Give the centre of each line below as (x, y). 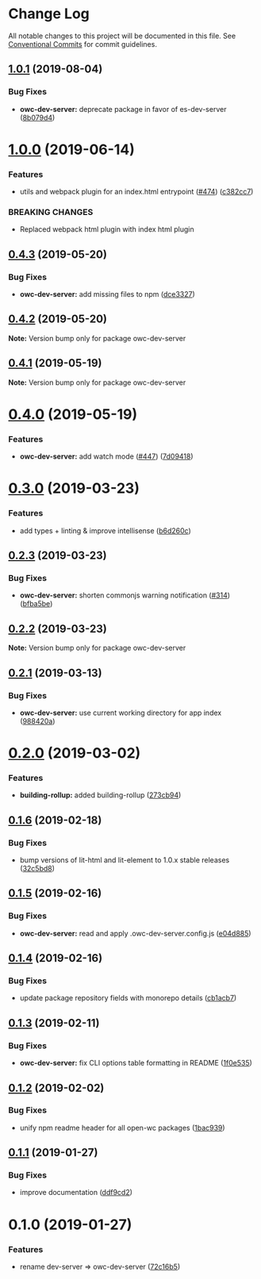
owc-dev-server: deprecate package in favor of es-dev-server (123, 109)
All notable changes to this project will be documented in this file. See (122, 36)
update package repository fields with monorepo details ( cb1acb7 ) (128, 998)
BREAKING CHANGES (51, 213)
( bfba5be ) (36, 604)
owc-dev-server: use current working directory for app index (121, 712)
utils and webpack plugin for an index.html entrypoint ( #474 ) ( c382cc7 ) (136, 192)
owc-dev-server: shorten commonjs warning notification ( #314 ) (125, 595)
